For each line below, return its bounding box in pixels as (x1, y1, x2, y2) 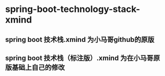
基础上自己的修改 (12, 63, 65, 71)
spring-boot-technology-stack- (5, 3, 140, 15)
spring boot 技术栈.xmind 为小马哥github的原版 (5, 35, 154, 43)
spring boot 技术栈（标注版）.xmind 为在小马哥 (5, 53, 153, 62)
